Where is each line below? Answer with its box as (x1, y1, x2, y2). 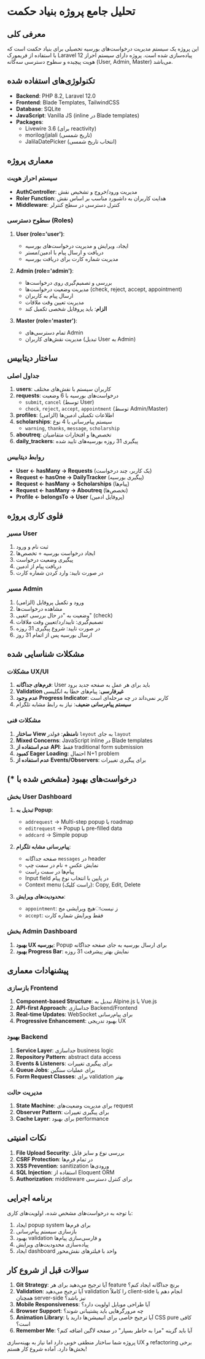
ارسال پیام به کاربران (25, 292, 74, 299)
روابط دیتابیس (7, 453, 45, 462)
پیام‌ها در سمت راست (25, 868, 74, 875)
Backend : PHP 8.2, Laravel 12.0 (15, 92, 96, 99)
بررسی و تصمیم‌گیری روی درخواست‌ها (25, 279, 112, 286)
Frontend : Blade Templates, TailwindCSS (15, 98, 120, 106)
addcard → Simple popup (25, 831, 88, 838)
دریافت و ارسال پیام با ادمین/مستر (25, 249, 104, 256)
